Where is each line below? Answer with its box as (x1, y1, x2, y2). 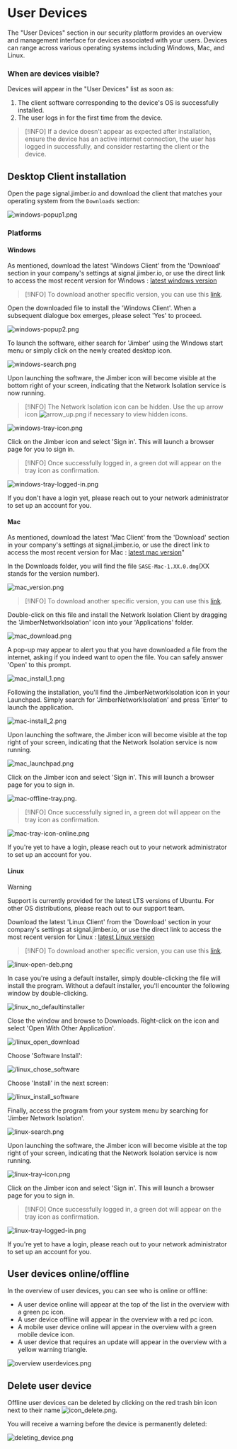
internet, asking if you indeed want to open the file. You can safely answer (7, 653, 224, 661)
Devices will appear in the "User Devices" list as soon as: (7, 85, 174, 93)
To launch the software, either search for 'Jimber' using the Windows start (7, 339, 224, 348)
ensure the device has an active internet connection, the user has (24, 135, 216, 143)
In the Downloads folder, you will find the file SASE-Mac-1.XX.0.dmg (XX (7, 562, 210, 571)
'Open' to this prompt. (7, 661, 71, 669)
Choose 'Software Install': (7, 1051, 83, 1059)
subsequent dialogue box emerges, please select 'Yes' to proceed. (7, 312, 202, 320)
